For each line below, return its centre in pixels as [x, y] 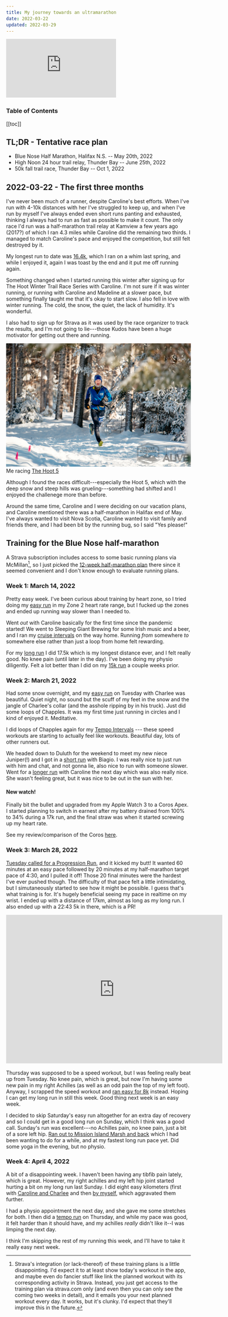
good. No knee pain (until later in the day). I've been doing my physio [89, 659]
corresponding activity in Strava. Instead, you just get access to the [96, 1282]
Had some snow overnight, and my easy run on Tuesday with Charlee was [96, 693]
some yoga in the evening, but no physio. [56, 1146]
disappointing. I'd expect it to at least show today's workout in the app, [100, 1270]
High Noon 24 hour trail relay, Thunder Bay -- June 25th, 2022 [90, 163]
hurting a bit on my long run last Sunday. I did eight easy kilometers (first [94, 1187]
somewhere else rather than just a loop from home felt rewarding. [85, 641]
